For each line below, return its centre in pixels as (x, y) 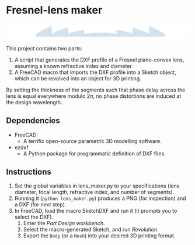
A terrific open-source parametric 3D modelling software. (92, 141)
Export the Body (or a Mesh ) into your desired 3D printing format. (99, 236)
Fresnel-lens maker (54, 10)
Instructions (29, 171)
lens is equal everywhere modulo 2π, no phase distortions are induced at (94, 96)
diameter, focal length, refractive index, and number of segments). (94, 192)
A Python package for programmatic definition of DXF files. (94, 154)
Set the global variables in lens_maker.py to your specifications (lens (97, 186)
